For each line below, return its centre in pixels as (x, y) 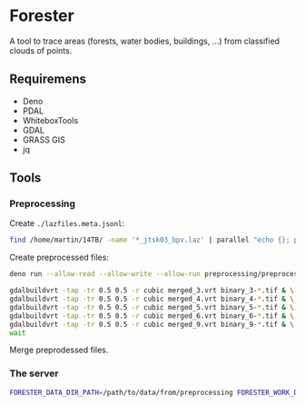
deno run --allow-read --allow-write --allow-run (105, 274)
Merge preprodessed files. (59, 350)
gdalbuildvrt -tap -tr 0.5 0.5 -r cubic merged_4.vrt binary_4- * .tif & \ (152, 299)
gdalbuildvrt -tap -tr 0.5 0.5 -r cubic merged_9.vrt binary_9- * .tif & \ (152, 324)
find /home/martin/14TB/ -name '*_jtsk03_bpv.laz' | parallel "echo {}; (150, 240)
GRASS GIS (44, 139)
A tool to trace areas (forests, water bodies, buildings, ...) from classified (144, 41)
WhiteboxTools (50, 120)
